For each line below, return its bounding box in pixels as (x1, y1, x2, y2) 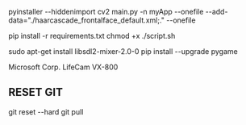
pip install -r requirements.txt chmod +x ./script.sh (8, 31, 176, 40)
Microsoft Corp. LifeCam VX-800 (8, 62, 119, 72)
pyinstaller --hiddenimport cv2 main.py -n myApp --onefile (8, 7, 204, 16)
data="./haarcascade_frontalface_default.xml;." (8, 15, 165, 25)
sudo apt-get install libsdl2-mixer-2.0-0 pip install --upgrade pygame (8, 47, 238, 56)
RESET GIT (8, 85, 63, 99)
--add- (205, 7, 228, 16)
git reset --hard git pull (8, 106, 84, 116)
